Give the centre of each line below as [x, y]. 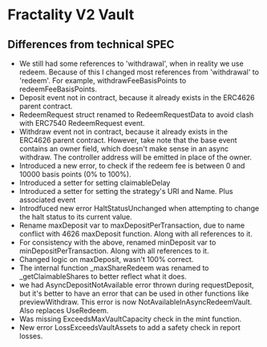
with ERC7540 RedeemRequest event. [82, 123]
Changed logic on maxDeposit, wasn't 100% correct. [106, 259]
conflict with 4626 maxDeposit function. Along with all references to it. [136, 234]
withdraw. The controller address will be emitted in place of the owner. [135, 157]
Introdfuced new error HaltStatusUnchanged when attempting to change [139, 208]
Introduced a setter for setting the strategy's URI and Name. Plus [126, 191]
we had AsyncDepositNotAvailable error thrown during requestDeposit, [136, 285]
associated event [47, 200]
